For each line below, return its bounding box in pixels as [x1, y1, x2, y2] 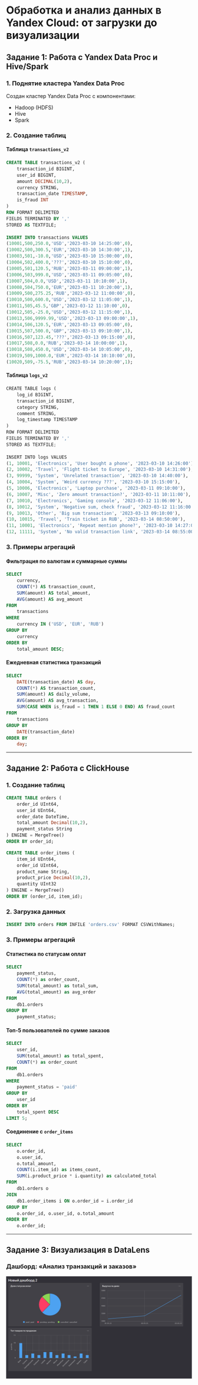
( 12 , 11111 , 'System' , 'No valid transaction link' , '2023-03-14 [6, 529, 170, 535]
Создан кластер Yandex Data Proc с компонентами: [6, 92, 136, 99]
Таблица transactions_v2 [6, 146, 70, 153]
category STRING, [16, 404, 60, 410]
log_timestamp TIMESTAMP [16, 417, 78, 423]
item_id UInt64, [16, 856, 57, 862]
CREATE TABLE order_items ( [6, 850, 75, 856]
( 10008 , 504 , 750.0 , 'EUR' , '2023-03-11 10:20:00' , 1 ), [6, 284, 133, 290]
